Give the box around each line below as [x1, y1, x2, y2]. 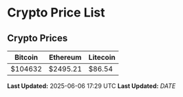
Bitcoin [14, 53, 39, 62]
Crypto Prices [7, 32, 68, 44]
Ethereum [49, 53, 82, 62]
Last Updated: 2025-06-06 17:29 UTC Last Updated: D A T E [7, 82, 176, 90]
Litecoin [88, 53, 116, 62]
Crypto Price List [7, 5, 105, 21]
